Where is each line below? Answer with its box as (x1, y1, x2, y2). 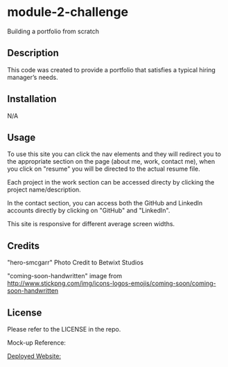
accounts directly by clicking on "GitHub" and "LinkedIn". (7, 206, 170, 215)
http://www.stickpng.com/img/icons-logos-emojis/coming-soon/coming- (7, 279, 216, 288)
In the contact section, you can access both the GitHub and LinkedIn (7, 199, 203, 207)
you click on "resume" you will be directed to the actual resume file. (7, 164, 201, 173)
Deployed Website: (7, 352, 61, 360)
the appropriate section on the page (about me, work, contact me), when (7, 157, 216, 166)
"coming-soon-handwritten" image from (7, 272, 123, 280)
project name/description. (7, 185, 81, 194)
